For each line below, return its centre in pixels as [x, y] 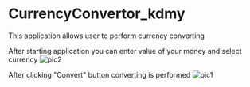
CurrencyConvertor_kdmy [97, 14]
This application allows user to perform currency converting [107, 36]
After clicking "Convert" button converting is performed [100, 74]
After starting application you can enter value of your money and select [125, 51]
